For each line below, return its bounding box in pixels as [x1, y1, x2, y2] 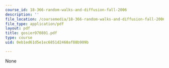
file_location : [5, 16, 37, 21]
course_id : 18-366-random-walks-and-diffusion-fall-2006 [5, 7, 127, 12]
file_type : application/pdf [5, 21, 64, 26]
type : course [5, 35, 33, 40]
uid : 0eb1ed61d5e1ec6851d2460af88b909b [5, 40, 89, 45]
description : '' [5, 12, 39, 17]
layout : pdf [5, 26, 30, 31]
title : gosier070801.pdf [5, 30, 57, 35]
